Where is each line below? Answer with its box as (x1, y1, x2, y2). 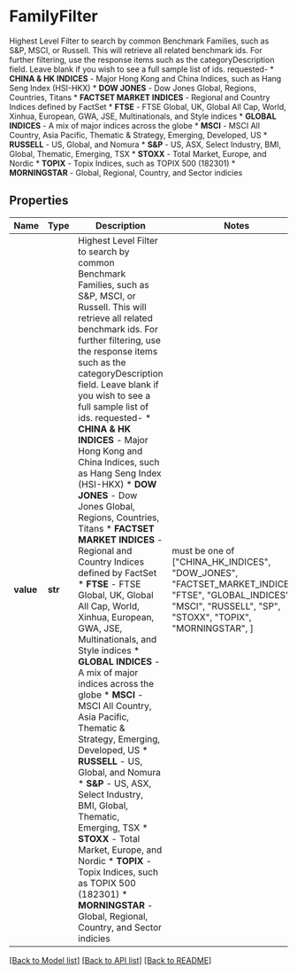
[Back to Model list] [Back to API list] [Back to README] (9, 955, 212, 965)
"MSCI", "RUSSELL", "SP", (171, 600, 281, 612)
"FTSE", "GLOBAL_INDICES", (171, 588, 293, 601)
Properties (9, 193, 69, 208)
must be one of (171, 544, 235, 557)
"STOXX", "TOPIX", (171, 611, 252, 623)
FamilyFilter (9, 6, 99, 27)
